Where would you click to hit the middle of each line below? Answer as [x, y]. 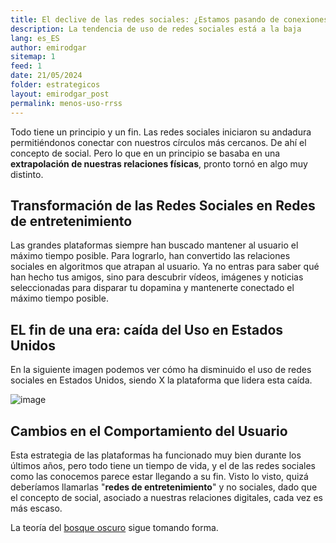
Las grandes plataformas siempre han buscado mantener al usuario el [154, 245]
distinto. [27, 174]
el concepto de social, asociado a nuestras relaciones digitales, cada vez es [166, 497]
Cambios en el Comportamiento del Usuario [149, 431]
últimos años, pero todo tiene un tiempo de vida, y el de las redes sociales [163, 465]
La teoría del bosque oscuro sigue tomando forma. [114, 527]
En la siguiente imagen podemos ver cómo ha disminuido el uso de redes [161, 370]
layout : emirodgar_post [60, 94]
